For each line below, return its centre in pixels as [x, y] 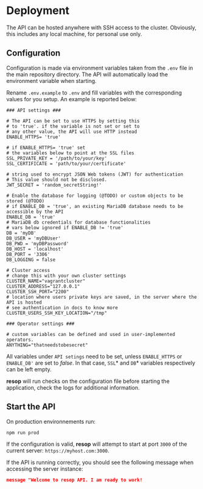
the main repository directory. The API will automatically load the [87, 74]
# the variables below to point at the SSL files [71, 153]
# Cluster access [28, 270]
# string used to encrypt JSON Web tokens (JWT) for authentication [95, 174]
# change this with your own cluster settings [66, 276]
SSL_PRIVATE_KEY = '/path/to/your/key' [57, 158]
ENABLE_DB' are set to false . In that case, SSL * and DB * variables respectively [101, 363]
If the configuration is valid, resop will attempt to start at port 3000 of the [97, 444]
